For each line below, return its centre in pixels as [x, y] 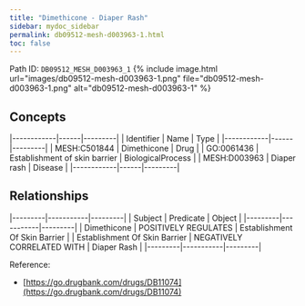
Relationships [49, 196]
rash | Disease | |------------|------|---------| [95, 168]
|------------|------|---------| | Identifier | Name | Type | [115, 139]
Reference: [30, 264]
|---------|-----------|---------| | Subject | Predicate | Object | [126, 218]
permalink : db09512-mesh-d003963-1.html [87, 35]
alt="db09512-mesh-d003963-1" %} [142, 88]
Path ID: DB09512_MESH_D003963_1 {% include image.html [114, 69]
